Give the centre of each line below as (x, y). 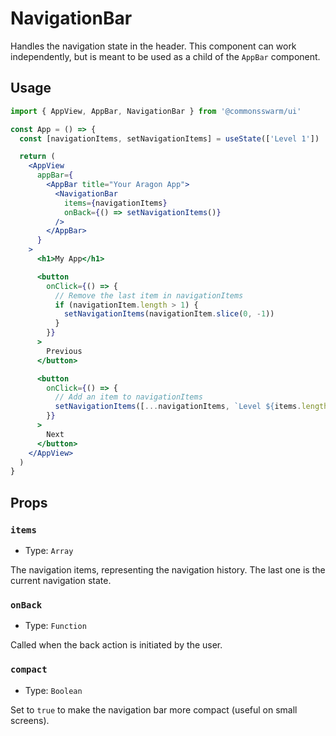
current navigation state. (61, 580)
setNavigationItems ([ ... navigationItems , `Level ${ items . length (191, 407)
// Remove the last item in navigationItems (149, 295)
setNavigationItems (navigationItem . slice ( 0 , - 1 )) (169, 314)
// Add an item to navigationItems (128, 397)
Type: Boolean (53, 690)
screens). (30, 720)
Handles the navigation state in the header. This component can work (153, 46)
